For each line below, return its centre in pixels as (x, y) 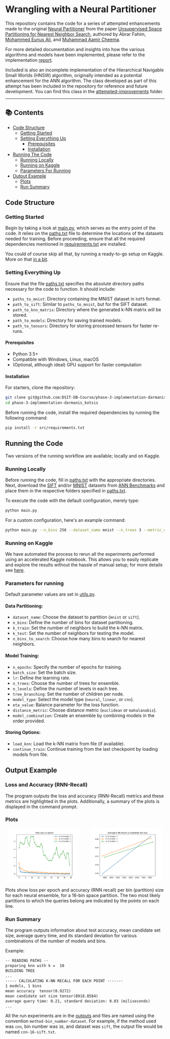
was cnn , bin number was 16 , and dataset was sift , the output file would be (84, 1026)
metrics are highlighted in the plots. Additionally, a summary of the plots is (82, 801)
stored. (20, 315)
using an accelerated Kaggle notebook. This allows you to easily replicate (82, 559)
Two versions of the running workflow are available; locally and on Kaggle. (83, 456)
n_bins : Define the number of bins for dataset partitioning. (73, 623)
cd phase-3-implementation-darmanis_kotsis (52, 403)
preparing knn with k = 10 (35, 966)
